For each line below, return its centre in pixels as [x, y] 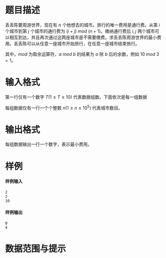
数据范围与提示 [36, 249]
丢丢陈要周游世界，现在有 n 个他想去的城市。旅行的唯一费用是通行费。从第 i [83, 25]
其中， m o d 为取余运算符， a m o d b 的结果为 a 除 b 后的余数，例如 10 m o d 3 [82, 54]
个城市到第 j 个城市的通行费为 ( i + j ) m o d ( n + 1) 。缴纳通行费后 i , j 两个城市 [80, 31]
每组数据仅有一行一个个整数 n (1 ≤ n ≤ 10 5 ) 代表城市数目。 [64, 107]
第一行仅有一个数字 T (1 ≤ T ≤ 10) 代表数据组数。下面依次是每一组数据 [76, 97]
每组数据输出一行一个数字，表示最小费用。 [49, 144]
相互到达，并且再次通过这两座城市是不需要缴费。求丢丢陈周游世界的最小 [83, 37]
